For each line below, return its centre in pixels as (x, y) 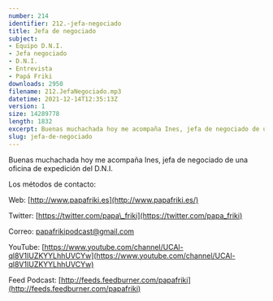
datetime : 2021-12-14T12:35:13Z (63, 99)
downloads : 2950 (36, 84)
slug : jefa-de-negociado (50, 136)
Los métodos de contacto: (52, 184)
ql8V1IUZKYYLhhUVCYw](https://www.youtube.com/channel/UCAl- (122, 256)
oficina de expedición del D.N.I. (61, 168)
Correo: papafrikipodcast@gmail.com (71, 231)
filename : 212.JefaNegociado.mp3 (65, 91)
